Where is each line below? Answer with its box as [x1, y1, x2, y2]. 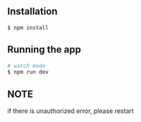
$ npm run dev [7, 69, 49, 76]
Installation [7, 6, 58, 18]
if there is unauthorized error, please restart [7, 107, 134, 115]
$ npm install [7, 24, 49, 31]
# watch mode [7, 62, 46, 69]
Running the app [7, 43, 81, 55]
